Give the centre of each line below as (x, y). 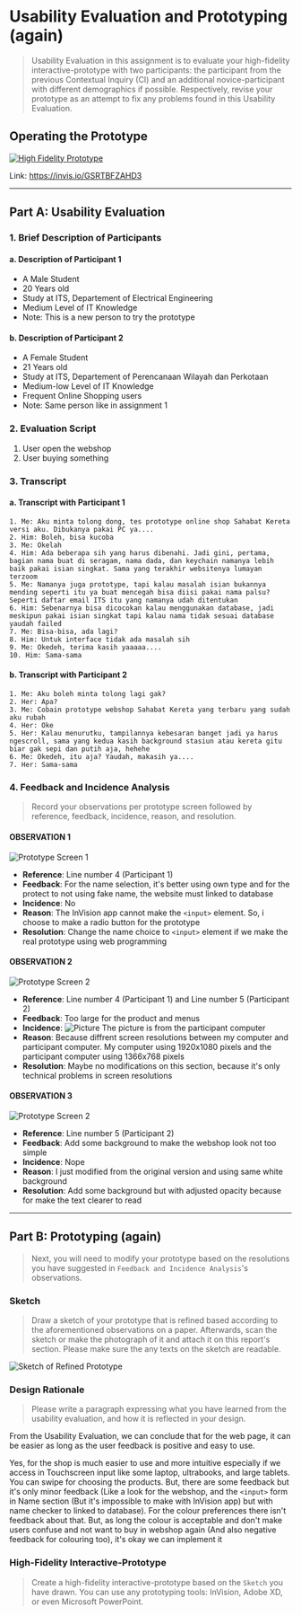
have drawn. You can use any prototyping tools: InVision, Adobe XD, (157, 1592)
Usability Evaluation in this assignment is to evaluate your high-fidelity (160, 60)
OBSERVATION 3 (41, 1096)
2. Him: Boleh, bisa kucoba (62, 537)
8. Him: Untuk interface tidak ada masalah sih (100, 640)
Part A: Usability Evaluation (87, 212)
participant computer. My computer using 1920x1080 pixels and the (146, 1046)
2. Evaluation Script (53, 428)
